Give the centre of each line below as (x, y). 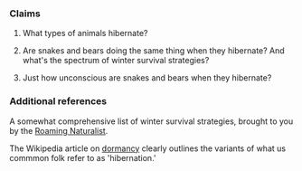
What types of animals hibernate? (85, 33)
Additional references (58, 101)
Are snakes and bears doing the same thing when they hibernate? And (153, 51)
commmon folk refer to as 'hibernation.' (83, 157)
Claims (25, 14)
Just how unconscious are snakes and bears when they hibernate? (147, 78)
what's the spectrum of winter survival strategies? (116, 61)
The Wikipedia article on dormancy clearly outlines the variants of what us (148, 148)
